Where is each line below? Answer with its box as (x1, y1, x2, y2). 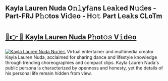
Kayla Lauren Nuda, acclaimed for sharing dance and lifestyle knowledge (5, 54, 157, 60)
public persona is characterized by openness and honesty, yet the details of (5, 65, 163, 71)
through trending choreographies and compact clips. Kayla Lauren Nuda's (5, 60, 159, 65)
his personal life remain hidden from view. (5, 70, 92, 76)
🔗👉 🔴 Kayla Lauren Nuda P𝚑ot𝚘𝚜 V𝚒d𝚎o (5, 33, 137, 41)
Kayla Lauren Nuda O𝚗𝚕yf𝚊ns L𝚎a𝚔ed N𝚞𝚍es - (5, 4, 156, 13)
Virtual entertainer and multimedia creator (67, 49, 154, 54)
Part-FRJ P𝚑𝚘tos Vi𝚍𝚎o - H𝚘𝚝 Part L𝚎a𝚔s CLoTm (5, 12, 162, 21)
